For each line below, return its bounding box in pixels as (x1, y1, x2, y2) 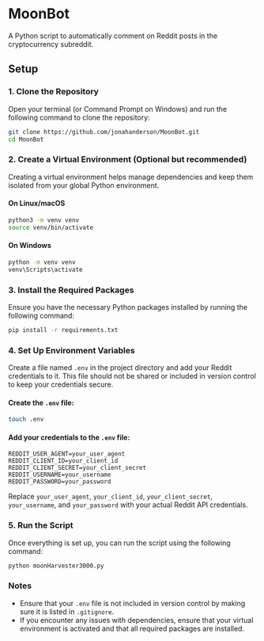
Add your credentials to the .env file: (8, 433, 130, 442)
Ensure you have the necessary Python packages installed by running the (8, 302, 247, 311)
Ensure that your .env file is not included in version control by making (19, 598, 246, 608)
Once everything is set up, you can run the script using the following (8, 538, 231, 548)
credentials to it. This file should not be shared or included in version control (8, 372, 257, 381)
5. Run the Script (8, 520, 74, 531)
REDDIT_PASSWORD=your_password (8, 478, 111, 486)
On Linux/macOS (8, 199, 66, 208)
